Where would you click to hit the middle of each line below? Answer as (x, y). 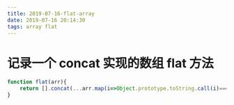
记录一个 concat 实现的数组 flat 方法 (111, 63)
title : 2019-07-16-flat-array (51, 14)
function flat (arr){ (37, 82)
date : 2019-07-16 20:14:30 (46, 20)
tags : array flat (32, 26)
